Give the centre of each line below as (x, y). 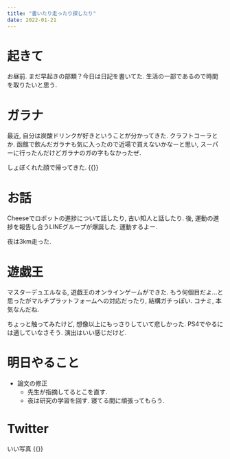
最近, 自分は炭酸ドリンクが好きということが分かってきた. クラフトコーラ (110, 136)
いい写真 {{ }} (25, 449)
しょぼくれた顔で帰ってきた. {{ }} (53, 168)
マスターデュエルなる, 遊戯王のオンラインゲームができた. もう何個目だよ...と (115, 292)
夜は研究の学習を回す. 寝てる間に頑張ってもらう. (96, 401)
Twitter (28, 429)
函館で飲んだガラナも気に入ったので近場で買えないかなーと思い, (107, 145)
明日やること (44, 363)
